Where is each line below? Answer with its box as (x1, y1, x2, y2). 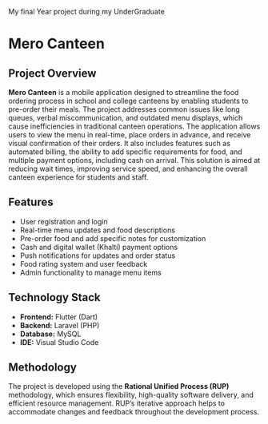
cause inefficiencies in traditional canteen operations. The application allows (8, 121, 261, 131)
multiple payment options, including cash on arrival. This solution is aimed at (8, 156, 261, 164)
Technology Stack (8, 291, 101, 304)
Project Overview (8, 66, 97, 80)
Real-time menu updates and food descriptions (19, 225, 176, 235)
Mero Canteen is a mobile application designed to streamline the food (8, 88, 239, 97)
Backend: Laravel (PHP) (19, 320, 100, 330)
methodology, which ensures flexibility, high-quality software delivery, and (8, 390, 254, 400)
